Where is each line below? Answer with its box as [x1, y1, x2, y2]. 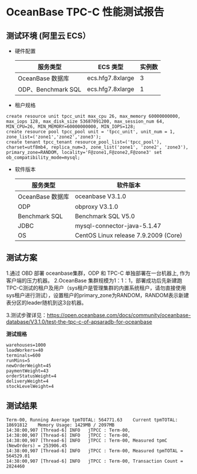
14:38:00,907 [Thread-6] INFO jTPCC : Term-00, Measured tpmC [6, 437, 168, 443]
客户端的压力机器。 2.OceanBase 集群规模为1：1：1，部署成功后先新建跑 [6, 276, 183, 284]
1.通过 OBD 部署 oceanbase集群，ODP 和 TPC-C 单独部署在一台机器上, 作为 [6, 269, 191, 276]
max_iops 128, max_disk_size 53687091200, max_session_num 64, [6, 119, 165, 124]
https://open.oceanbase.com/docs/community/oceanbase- [47, 311, 191, 318]
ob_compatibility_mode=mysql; [6, 154, 81, 160]
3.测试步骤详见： [6, 311, 47, 318]
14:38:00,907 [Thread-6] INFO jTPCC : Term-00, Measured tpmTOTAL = [6, 447, 183, 454]
